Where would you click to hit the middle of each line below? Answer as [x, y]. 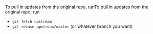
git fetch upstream [32, 22]
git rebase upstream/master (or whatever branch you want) [72, 26]
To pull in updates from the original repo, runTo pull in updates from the [77, 7]
